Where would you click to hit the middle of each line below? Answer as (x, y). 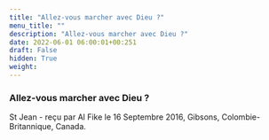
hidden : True (33, 58)
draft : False (33, 51)
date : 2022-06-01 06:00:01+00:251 (73, 42)
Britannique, (32, 127)
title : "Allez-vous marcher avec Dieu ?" (87, 17)
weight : (24, 67)
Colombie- (241, 117)
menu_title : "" (37, 26)
